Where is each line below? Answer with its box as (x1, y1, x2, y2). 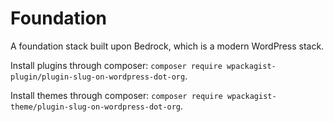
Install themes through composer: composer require (10, 89, 223, 101)
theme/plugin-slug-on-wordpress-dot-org (10, 102, 182, 112)
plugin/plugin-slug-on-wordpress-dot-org (10, 72, 186, 82)
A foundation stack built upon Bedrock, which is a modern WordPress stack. (10, 40, 325, 52)
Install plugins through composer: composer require (10, 59, 223, 71)
